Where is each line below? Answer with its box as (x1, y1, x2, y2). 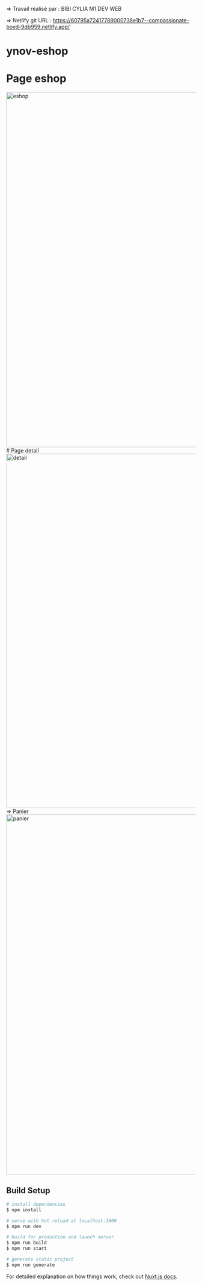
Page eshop (6, 72, 67, 86)
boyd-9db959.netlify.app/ (6, 24, 70, 30)
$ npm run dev (6, 1223, 42, 1229)
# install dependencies (6, 1201, 66, 1207)
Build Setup (6, 1185, 50, 1196)
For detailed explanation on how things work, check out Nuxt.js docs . (6, 1273, 178, 1280)
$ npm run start (6, 1246, 47, 1252)
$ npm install (6, 1206, 42, 1213)
